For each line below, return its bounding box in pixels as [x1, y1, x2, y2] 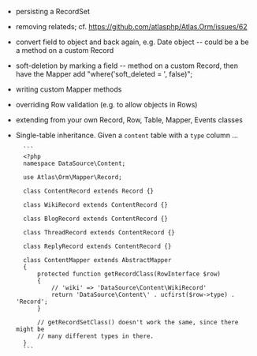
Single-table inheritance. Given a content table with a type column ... [15, 130, 239, 140]
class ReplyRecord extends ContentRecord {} [23, 242, 172, 250]
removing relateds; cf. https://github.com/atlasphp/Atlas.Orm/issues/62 [15, 22, 248, 31]
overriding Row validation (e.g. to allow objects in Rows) [15, 100, 198, 109]
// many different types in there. [36, 332, 154, 340]
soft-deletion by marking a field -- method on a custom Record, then [15, 61, 239, 70]
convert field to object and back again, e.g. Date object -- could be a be [15, 37, 250, 47]
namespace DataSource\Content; [23, 159, 126, 167]
